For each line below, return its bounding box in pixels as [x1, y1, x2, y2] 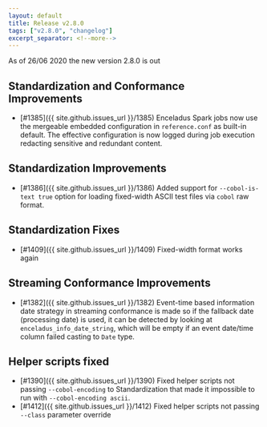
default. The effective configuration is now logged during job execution [19, 130, 255, 140]
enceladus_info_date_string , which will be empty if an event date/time [19, 323, 254, 332]
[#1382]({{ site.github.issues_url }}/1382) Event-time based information [19, 297, 255, 307]
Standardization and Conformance [8, 79, 185, 93]
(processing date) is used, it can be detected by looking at [19, 314, 212, 324]
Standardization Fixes [8, 224, 120, 237]
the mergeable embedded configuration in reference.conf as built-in [19, 122, 247, 131]
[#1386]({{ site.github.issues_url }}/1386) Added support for [19, 183, 218, 192]
